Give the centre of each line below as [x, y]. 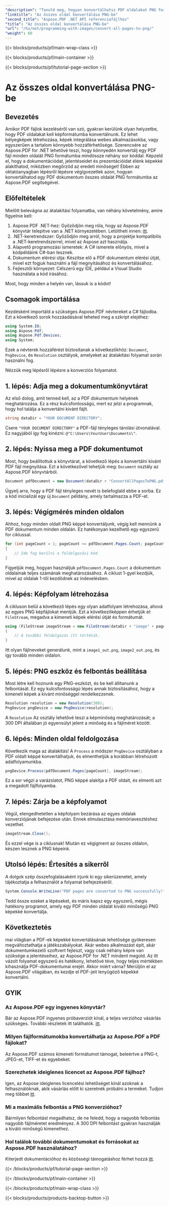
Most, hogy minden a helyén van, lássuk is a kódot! [58, 283]
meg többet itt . [21, 1094]
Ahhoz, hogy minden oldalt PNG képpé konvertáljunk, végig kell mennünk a [83, 524]
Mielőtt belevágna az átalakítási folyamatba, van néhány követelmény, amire [84, 210]
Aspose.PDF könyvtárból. [32, 472]
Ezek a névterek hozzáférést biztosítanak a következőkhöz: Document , [77, 350]
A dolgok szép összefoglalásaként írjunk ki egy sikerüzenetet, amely [76, 876]
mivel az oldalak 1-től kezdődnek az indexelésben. [57, 578]
